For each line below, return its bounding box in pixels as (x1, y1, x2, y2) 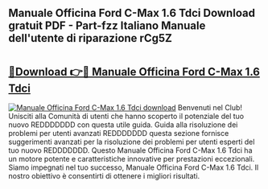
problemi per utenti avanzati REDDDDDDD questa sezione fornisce (8, 129, 229, 138)
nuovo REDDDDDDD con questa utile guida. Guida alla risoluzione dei (8, 120, 238, 129)
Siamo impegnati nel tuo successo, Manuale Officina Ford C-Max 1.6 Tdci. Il (8, 162, 259, 172)
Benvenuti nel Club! (177, 103, 243, 112)
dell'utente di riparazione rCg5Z (8, 31, 173, 45)
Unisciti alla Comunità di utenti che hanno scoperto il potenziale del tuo (8, 112, 244, 121)
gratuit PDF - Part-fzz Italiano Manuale (8, 19, 206, 33)
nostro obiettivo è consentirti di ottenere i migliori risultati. (8, 171, 200, 180)
